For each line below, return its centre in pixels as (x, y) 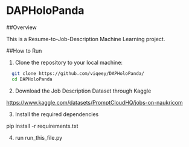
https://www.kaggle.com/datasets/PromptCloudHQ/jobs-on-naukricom (94, 102)
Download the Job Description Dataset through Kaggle (83, 91)
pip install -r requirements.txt (42, 126)
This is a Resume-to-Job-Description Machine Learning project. (86, 39)
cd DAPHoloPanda (32, 79)
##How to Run (24, 51)
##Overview (22, 27)
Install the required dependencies (57, 114)
